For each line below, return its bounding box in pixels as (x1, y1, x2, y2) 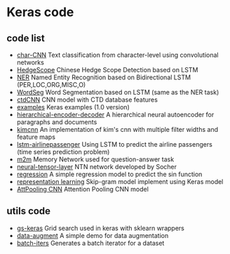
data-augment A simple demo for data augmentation (16, 231, 169, 239)
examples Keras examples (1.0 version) (16, 103, 130, 111)
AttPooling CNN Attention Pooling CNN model (16, 185, 149, 193)
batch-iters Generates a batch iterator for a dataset (16, 239, 165, 247)
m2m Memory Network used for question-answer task (16, 155, 175, 163)
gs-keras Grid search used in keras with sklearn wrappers (16, 224, 185, 232)
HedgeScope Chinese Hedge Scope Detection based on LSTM (16, 66, 198, 74)
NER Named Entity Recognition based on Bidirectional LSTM (16, 73, 191, 81)
